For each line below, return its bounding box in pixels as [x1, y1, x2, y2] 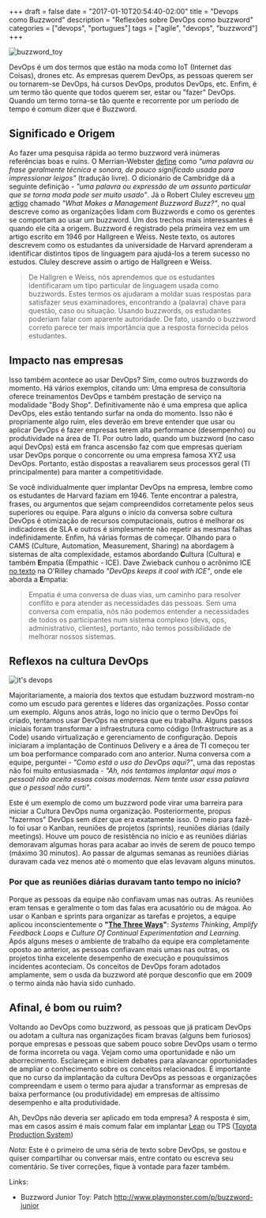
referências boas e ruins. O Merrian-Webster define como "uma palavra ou [9, 156, 254, 166]
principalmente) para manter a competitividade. [9, 467, 164, 476]
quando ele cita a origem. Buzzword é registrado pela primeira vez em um [9, 223, 249, 233]
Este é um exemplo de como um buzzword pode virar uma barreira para [9, 798, 243, 808]
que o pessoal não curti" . [9, 783, 92, 792]
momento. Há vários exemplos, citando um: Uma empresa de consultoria [9, 383, 246, 393]
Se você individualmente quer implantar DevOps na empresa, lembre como [9, 482, 253, 491]
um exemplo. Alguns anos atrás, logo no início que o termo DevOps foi [9, 708, 238, 717]
